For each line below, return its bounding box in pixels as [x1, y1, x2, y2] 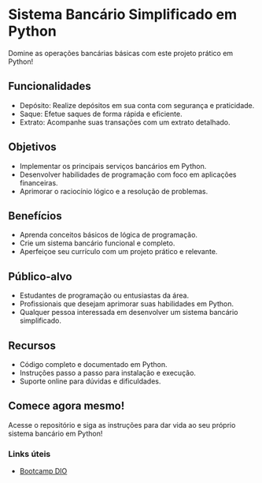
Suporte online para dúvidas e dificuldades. [19, 376, 161, 386]
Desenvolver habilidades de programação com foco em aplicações [19, 170, 237, 179]
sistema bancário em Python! [8, 429, 103, 438]
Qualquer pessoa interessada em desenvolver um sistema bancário [19, 308, 238, 317]
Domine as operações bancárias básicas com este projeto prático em [8, 48, 234, 58]
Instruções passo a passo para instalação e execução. [19, 369, 197, 377]
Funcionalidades [8, 80, 92, 93]
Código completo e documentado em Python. [19, 360, 168, 369]
